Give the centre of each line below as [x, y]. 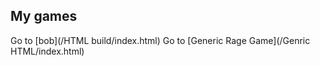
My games [44, 16]
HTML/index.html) [47, 51]
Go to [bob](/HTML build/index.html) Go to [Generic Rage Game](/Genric [160, 40]
